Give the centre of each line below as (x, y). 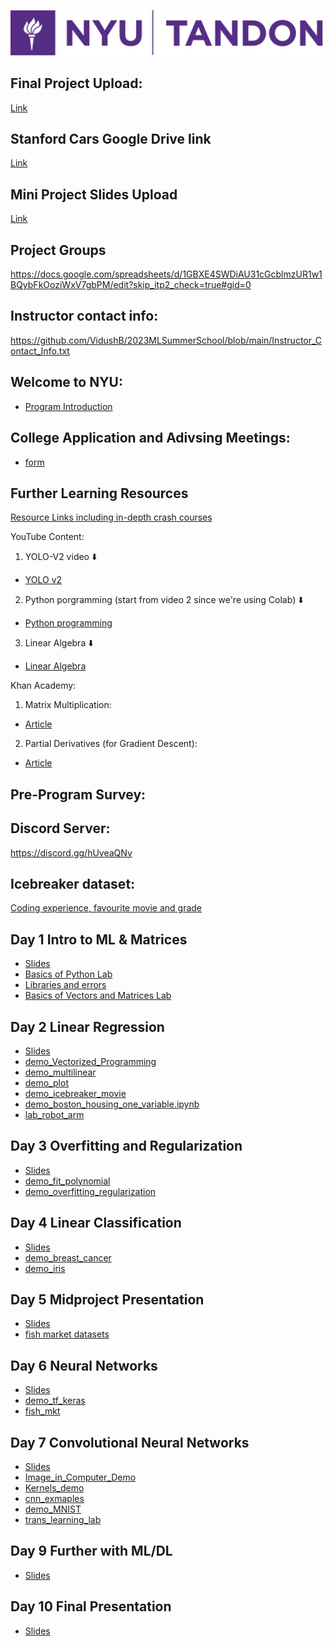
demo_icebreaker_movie (75, 1093)
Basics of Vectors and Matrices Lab (98, 996)
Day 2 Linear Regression (87, 1026)
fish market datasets (67, 1334)
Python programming (68, 623)
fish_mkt (42, 1411)
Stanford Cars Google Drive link (111, 139)
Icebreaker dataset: (73, 883)
